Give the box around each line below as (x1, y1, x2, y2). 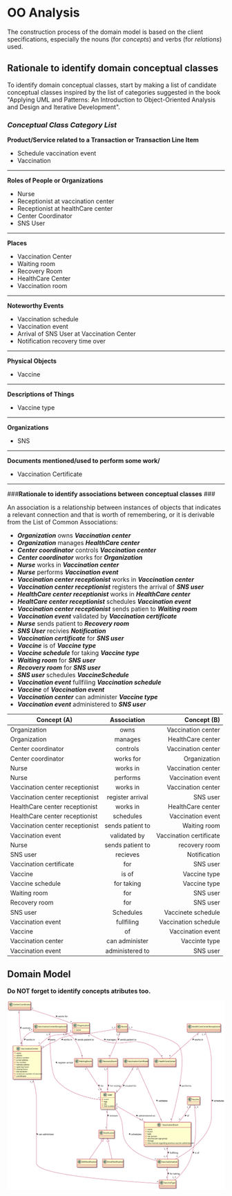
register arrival (106, 792, 148, 801)
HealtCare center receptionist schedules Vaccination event (17, 598, 191, 606)
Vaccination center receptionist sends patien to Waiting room (17, 605, 198, 613)
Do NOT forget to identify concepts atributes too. (7, 987, 151, 995)
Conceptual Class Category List (7, 120, 117, 129)
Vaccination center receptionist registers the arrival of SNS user (17, 582, 204, 591)
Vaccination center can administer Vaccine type (17, 693, 158, 701)
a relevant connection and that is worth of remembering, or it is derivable (7, 511, 215, 519)
